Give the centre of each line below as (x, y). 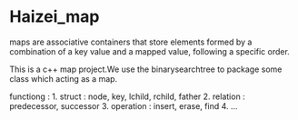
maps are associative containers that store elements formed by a (131, 42)
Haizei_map (55, 17)
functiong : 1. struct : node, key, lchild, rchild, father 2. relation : (127, 96)
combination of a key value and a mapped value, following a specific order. (150, 51)
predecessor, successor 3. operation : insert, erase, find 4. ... (124, 105)
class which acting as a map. (64, 78)
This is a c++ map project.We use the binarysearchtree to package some (146, 69)
